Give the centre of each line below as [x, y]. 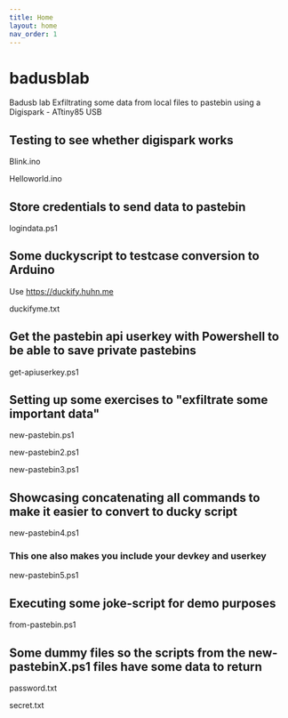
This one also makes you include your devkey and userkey [138, 556]
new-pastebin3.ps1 [44, 470]
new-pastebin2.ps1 [44, 452]
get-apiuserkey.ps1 [44, 372]
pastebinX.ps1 [50, 667]
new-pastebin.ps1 [42, 435]
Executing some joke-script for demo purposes [143, 603]
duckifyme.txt [35, 309]
